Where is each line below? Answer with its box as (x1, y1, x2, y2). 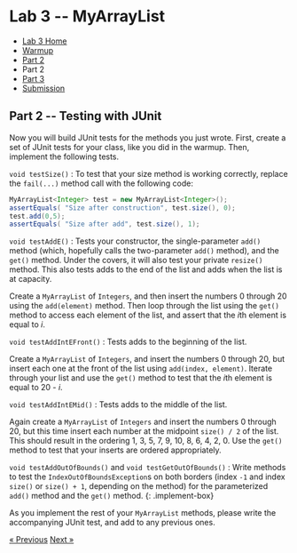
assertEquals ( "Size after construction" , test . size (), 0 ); (9, 203, 237, 212)
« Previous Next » (9, 534, 74, 545)
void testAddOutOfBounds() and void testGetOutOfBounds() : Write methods (9, 462, 286, 473)
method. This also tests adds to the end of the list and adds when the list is (9, 264, 283, 275)
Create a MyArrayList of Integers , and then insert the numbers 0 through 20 (9, 291, 287, 301)
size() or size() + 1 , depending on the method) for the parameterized (9, 481, 269, 492)
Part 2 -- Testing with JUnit (9, 108, 162, 124)
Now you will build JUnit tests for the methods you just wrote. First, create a (9, 132, 286, 143)
